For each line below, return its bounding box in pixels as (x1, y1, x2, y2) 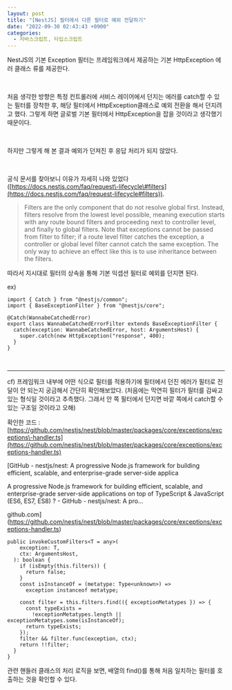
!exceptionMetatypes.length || (32, 611, 122, 618)
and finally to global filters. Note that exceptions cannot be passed (23, 226, 214, 234)
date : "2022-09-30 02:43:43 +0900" (7, 23, 110, 30)
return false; (25, 569, 67, 576)
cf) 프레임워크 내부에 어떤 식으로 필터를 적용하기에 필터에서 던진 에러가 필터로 (7, 378, 216, 386)
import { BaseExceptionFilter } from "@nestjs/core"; (7, 302, 166, 309)
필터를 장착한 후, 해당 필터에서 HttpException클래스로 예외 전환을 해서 (14, 101, 204, 109)
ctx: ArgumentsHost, (19, 551, 79, 558)
